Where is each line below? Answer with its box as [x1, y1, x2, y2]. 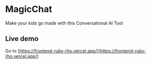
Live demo [5, 34, 39, 43]
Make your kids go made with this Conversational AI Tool [5, 20, 123, 26]
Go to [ [5, 47, 20, 53]
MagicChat [5, 3, 52, 15]
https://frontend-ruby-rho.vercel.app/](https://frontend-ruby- [19, 47, 146, 53]
